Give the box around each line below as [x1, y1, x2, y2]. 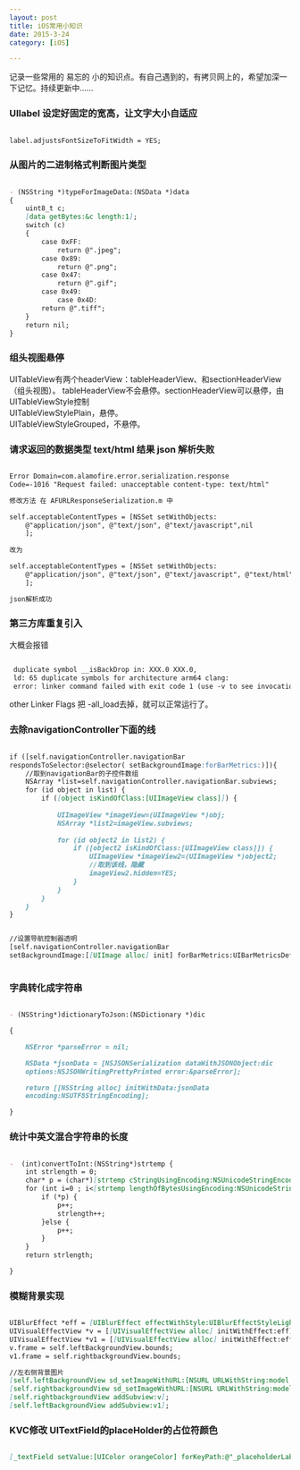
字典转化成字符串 [9, 981, 83, 994]
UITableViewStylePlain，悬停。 [9, 407, 123, 418]
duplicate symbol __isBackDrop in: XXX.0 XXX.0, [12, 665, 198, 674]
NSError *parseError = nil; [25, 1042, 129, 1051]
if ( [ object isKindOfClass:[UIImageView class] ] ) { [41, 794, 238, 803]
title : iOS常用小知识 [9, 21, 83, 30]
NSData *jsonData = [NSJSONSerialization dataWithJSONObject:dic [25, 1058, 274, 1067]
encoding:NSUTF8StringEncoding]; [25, 1092, 150, 1100]
